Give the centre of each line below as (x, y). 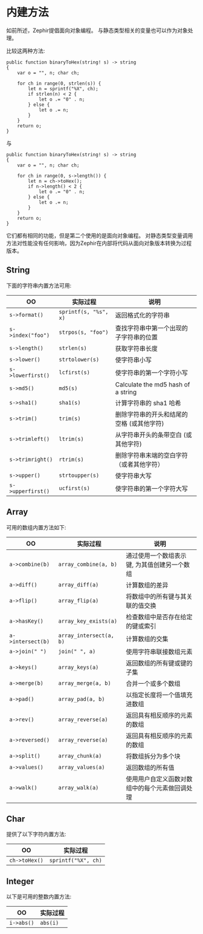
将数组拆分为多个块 (153, 756)
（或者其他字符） (140, 464)
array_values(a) (82, 767)
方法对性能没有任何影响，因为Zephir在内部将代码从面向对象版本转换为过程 (99, 243)
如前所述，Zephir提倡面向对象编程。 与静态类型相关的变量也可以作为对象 (97, 30)
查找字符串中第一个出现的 (152, 328)
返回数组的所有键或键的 (159, 663)
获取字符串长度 (137, 348)
